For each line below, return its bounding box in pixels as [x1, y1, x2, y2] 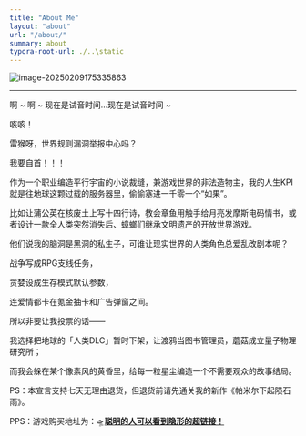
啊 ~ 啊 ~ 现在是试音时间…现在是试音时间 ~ [9, 99, 171, 110]
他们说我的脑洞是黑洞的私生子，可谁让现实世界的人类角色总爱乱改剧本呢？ [9, 238, 289, 249]
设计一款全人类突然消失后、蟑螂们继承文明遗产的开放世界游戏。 [16, 219, 257, 230]
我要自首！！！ [9, 157, 66, 168]
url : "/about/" [9, 30, 67, 39]
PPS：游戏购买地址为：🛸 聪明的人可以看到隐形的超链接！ [9, 416, 225, 427]
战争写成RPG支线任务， [9, 258, 98, 269]
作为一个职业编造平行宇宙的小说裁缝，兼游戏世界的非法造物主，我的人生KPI [9, 177, 294, 188]
